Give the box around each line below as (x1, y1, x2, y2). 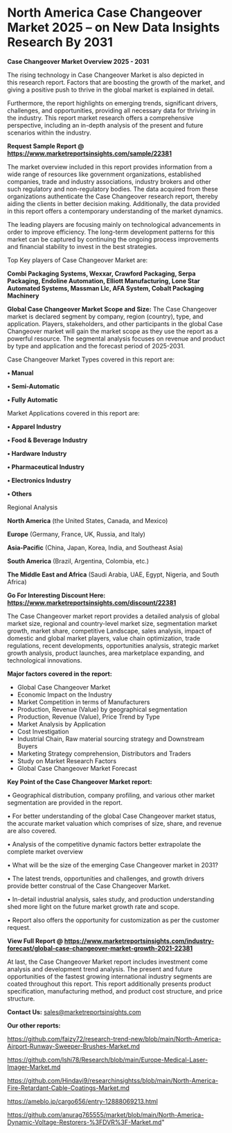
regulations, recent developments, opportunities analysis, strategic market (7, 641, 220, 649)
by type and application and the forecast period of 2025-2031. (7, 341, 186, 350)
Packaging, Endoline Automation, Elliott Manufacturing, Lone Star (7, 276, 201, 285)
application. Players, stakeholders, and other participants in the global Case (7, 319, 223, 327)
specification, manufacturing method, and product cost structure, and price (7, 987, 223, 995)
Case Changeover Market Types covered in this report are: (7, 355, 175, 364)
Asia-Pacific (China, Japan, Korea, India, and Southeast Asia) (7, 543, 184, 552)
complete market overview (7, 847, 83, 855)
